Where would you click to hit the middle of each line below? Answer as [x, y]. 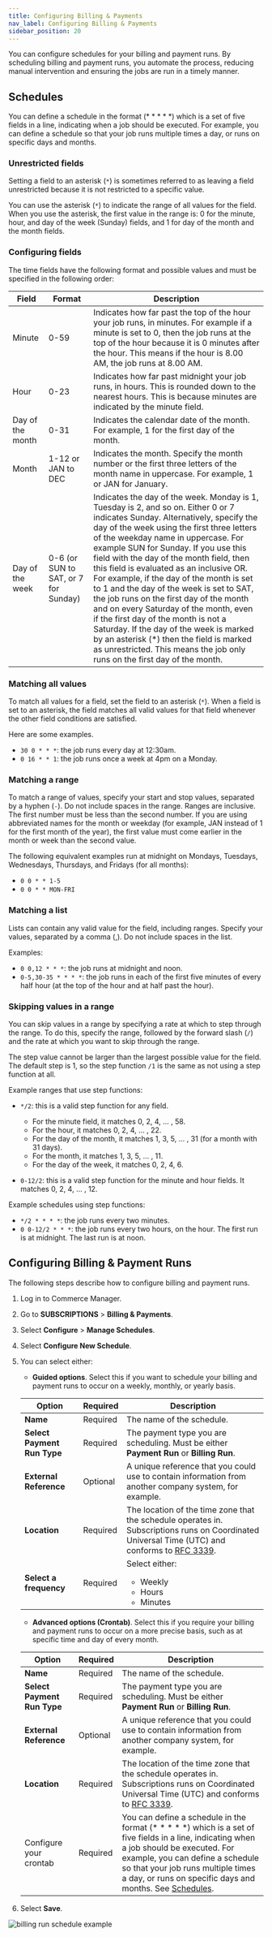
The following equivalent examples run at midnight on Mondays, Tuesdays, [133, 856]
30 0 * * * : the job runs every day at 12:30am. [98, 750]
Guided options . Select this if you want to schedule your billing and [144, 1377]
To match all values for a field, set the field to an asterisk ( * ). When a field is [135, 701]
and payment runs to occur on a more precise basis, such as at [137, 1631]
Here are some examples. [51, 735]
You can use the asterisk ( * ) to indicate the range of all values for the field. [132, 205]
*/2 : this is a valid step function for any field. [94, 1106]
